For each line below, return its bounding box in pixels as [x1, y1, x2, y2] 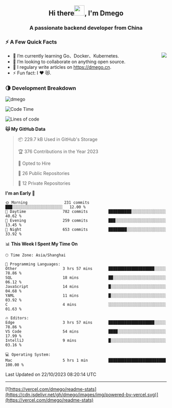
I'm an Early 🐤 [5, 190, 35, 196]
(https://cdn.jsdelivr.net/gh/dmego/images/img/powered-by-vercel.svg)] [5, 391, 159, 398]
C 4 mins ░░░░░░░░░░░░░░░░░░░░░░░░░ [5, 302, 166, 307]
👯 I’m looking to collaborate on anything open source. [12, 59, 126, 65]
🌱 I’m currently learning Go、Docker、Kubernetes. [12, 52, 119, 59]
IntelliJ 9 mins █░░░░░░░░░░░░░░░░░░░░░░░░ [5, 338, 166, 343]
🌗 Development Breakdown [5, 84, 76, 91]
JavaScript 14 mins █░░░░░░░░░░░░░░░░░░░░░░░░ [5, 284, 166, 289]
